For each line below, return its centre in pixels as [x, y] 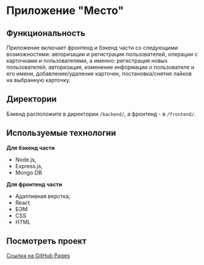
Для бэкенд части [30, 147]
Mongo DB [29, 172]
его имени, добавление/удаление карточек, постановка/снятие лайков [99, 73]
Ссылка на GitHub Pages [38, 256]
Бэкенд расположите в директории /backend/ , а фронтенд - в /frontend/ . [101, 114]
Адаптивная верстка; [43, 196]
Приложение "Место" [65, 11]
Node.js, [26, 160]
